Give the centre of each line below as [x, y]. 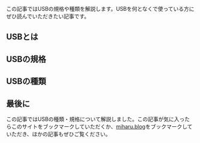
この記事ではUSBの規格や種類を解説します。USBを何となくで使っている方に [100, 9]
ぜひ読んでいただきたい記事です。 [48, 16]
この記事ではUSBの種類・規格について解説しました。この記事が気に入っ [96, 119]
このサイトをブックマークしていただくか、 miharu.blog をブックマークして [102, 126]
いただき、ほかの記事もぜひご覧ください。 [59, 134]
